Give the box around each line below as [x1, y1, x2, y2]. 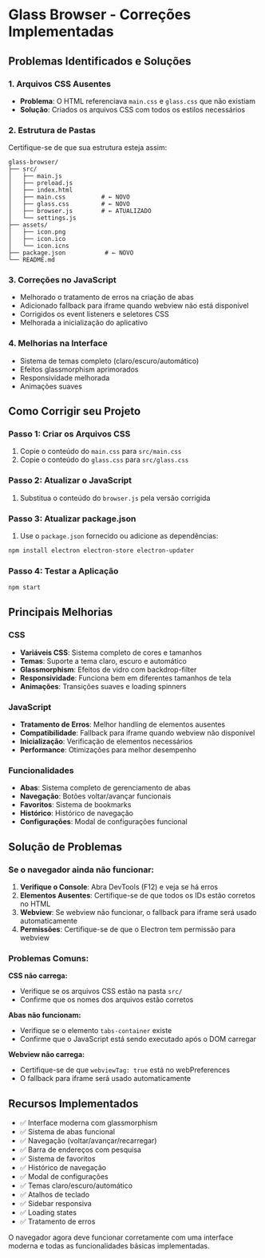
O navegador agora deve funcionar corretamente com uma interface [8, 1232, 234, 1242]
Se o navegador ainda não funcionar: [8, 864, 154, 875]
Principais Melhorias [8, 605, 113, 619]
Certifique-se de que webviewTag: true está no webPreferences [19, 1065, 230, 1075]
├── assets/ [8, 221, 48, 229]
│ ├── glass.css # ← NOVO [8, 200, 130, 208]
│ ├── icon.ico [8, 235, 66, 243]
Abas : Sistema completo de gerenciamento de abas [19, 783, 192, 793]
